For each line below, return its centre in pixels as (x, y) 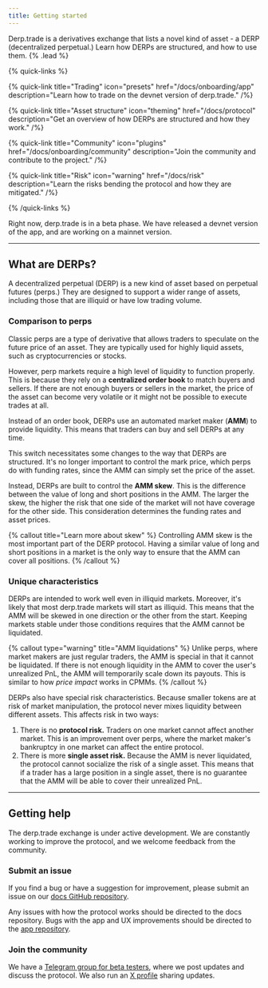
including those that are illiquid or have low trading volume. (105, 301)
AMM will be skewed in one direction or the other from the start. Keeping (128, 616)
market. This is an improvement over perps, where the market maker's (135, 739)
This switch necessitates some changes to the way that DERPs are (118, 453)
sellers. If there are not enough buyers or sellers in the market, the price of (131, 388)
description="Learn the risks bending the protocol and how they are (120, 184)
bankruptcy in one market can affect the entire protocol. (112, 747)
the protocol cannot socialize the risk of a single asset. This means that (137, 764)
